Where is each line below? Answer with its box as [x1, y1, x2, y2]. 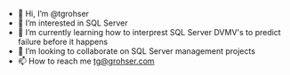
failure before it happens [17, 36, 109, 47]
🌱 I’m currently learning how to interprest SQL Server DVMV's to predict [17, 27, 282, 37]
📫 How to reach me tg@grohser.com [17, 56, 155, 66]
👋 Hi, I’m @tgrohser [17, 9, 90, 19]
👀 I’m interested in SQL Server [17, 18, 129, 28]
